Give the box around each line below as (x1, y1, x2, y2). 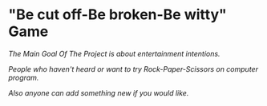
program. (8, 73, 39, 82)
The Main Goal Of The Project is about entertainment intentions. (8, 49, 220, 58)
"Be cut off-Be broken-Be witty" (8, 6, 227, 24)
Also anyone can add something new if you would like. (8, 88, 189, 97)
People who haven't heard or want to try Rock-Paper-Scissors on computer (8, 64, 259, 73)
